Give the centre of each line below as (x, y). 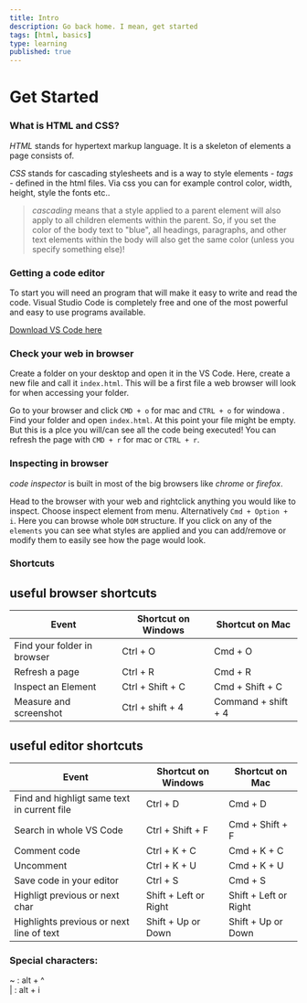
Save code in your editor (66, 880)
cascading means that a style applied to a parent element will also (156, 210)
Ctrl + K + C (171, 851)
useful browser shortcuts (83, 593)
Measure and (42, 702)
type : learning (38, 43)
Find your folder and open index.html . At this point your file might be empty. (153, 421)
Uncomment (41, 866)
